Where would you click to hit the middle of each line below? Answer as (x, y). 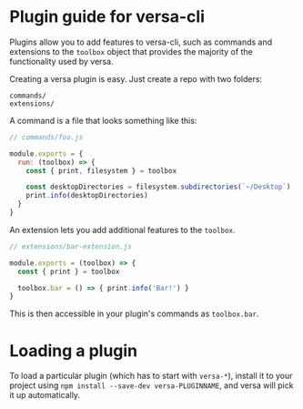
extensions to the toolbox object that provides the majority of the (131, 51)
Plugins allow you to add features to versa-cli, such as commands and (141, 42)
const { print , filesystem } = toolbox (101, 170)
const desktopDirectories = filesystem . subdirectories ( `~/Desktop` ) (158, 187)
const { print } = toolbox (69, 271)
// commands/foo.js (46, 137)
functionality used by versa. (61, 61)
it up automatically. (45, 395)
